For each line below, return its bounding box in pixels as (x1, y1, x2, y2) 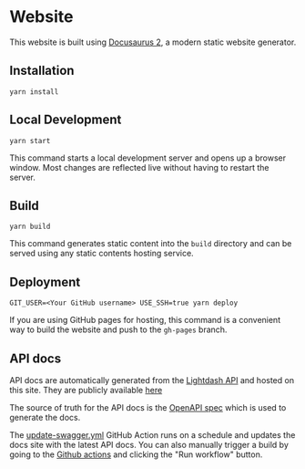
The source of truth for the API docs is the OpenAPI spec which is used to (9, 402, 287, 412)
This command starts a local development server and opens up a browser (9, 152, 287, 163)
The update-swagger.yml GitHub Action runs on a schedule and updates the (9, 430, 296, 440)
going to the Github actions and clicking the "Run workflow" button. (9, 449, 263, 460)
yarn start (9, 136, 51, 145)
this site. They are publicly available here (9, 385, 163, 395)
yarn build (9, 222, 51, 232)
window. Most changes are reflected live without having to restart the (9, 162, 269, 172)
